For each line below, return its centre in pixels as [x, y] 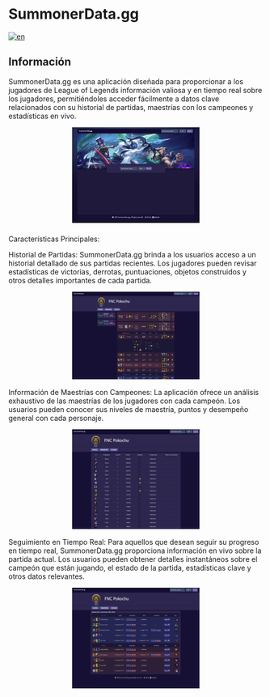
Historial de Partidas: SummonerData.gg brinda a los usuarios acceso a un [132, 254]
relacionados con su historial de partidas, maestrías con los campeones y [131, 107]
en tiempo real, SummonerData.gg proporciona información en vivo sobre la [135, 550]
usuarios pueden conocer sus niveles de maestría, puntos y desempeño [129, 409]
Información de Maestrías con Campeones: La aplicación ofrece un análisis [134, 392]
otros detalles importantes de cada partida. [80, 280]
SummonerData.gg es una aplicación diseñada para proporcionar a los [126, 81]
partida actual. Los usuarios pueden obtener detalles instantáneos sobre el [133, 559]
